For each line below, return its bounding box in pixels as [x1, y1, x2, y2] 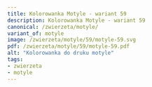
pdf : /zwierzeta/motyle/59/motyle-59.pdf [7, 43, 130, 50]
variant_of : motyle [7, 29, 64, 37]
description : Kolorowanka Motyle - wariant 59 [7, 17, 146, 24]
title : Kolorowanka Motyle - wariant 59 [7, 10, 127, 18]
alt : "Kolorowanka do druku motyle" [7, 50, 114, 57]
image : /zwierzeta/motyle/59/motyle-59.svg [7, 36, 137, 43]
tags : [7, 56, 23, 63]
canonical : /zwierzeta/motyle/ [7, 23, 99, 30]
